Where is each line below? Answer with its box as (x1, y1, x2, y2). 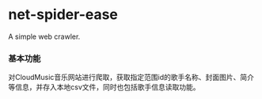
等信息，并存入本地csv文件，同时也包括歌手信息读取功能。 (8, 82, 200, 92)
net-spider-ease (8, 6, 119, 24)
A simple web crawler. (8, 32, 81, 41)
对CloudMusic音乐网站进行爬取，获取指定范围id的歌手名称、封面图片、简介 (8, 73, 255, 82)
